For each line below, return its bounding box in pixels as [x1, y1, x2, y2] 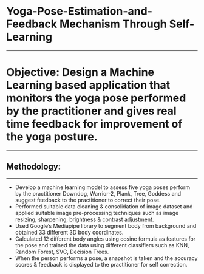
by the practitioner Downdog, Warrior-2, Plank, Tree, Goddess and [15, 190, 182, 197]
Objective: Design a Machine [6, 66, 155, 80]
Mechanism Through [59, 17, 167, 31]
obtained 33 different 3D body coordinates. [15, 228, 124, 236]
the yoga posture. [6, 130, 98, 144]
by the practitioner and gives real [6, 104, 177, 118]
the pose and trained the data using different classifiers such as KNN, [15, 241, 189, 248]
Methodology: [6, 162, 61, 172]
